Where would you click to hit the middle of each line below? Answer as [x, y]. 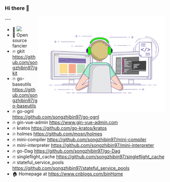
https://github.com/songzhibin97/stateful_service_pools [71, 168]
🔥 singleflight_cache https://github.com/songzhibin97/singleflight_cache [88, 157]
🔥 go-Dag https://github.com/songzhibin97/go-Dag [66, 151]
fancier [20, 46]
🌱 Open [20, 35]
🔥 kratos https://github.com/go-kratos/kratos [60, 128]
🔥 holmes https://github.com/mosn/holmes [57, 134]
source [20, 41]
